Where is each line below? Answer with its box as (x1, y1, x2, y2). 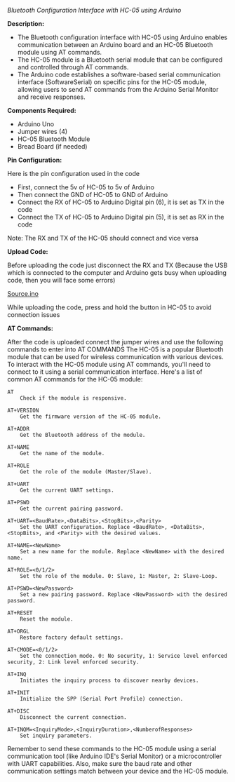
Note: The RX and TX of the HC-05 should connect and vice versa (7, 234, 199, 242)
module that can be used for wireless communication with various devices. (7, 353, 224, 360)
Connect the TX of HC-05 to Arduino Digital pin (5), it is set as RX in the (17, 213, 224, 221)
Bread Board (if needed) (17, 142, 88, 150)
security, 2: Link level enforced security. (7, 659, 140, 666)
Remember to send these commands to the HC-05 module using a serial (7, 745, 217, 753)
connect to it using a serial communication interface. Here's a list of (7, 368, 203, 376)
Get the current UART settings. (20, 487, 114, 494)
